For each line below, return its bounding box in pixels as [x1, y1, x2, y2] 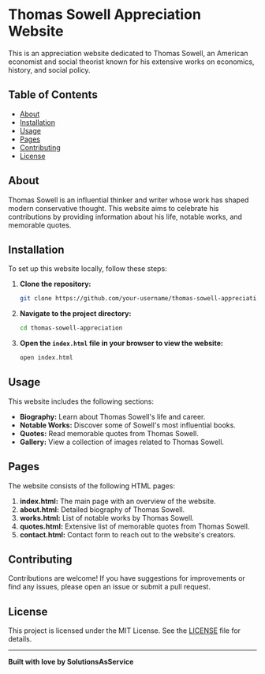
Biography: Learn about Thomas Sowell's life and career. [19, 412, 206, 421]
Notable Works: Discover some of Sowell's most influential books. [19, 420, 237, 430]
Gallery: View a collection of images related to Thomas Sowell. [19, 437, 225, 446]
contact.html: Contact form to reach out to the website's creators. [19, 529, 236, 539]
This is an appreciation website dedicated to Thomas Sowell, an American [8, 48, 248, 58]
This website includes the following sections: [8, 397, 154, 406]
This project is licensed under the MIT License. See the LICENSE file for [8, 626, 241, 635]
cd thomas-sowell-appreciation [19, 324, 123, 333]
